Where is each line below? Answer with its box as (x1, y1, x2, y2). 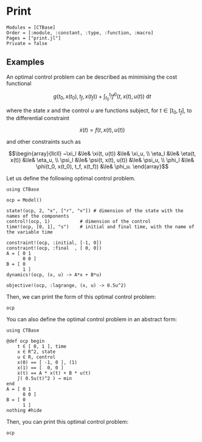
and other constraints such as (6, 138, 81, 146)
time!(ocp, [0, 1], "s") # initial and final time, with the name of (6, 224, 195, 230)
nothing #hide (6, 407, 43, 414)
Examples (6, 57, 44, 68)
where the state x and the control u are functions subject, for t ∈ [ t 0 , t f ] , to (6, 107, 192, 115)
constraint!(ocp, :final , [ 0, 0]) (6, 245, 102, 251)
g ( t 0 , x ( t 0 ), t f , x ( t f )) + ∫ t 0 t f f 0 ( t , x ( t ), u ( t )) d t (53, 91, 151, 102)
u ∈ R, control (17, 354, 56, 360)
